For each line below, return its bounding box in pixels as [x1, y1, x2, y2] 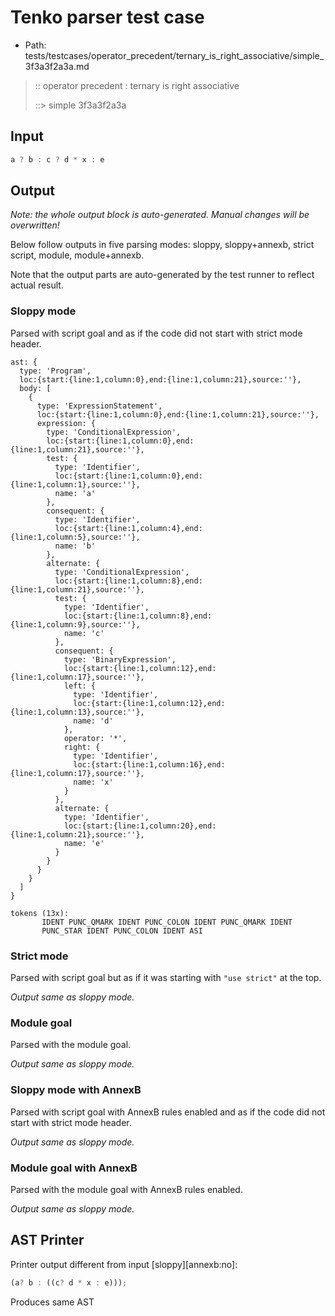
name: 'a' [54, 488, 97, 498]
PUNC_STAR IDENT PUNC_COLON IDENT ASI [41, 926, 203, 936]
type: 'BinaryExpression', [63, 654, 177, 665]
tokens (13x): [10, 908, 70, 918]
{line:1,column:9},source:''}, [10, 619, 141, 630]
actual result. [10, 279, 64, 291]
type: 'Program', [19, 366, 92, 376]
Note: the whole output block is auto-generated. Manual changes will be [10, 209, 310, 221]
